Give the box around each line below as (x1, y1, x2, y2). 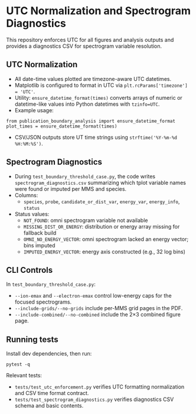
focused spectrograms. (14, 298, 72, 305)
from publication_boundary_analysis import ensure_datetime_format (6, 118, 176, 124)
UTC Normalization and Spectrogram (6, 4, 191, 18)
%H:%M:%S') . (14, 140, 43, 147)
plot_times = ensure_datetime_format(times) (6, 123, 117, 129)
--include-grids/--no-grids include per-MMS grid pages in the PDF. (14, 305, 183, 312)
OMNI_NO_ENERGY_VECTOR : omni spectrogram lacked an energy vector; (23, 235, 189, 243)
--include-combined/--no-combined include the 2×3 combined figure (14, 311, 181, 318)
